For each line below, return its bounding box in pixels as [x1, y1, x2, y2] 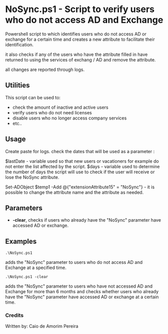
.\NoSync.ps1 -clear [5, 275, 49, 280]
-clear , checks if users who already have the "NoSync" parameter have [12, 217, 161, 223]
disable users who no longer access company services [12, 115, 127, 121]
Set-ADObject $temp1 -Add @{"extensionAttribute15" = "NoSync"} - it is [5, 184, 155, 190]
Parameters [5, 204, 43, 212]
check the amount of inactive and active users [12, 104, 109, 110]
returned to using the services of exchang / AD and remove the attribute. [5, 56, 156, 62]
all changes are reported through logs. [5, 66, 85, 73]
